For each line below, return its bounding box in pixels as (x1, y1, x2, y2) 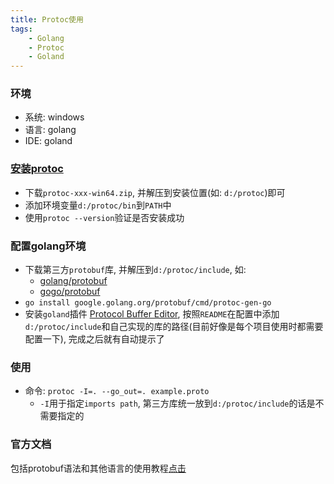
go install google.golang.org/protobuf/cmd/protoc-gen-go (24, 298, 272, 308)
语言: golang (24, 124, 77, 136)
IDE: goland (24, 135, 73, 147)
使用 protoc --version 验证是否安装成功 (24, 211, 185, 223)
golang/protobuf (39, 275, 108, 287)
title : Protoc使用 (10, 14, 84, 25)
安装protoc (10, 162, 64, 176)
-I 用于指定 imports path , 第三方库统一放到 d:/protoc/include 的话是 (39, 397, 316, 410)
